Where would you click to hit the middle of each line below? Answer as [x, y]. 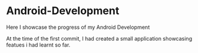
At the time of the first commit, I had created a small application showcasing [99, 38]
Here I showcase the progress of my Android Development [78, 27]
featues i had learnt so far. [38, 45]
